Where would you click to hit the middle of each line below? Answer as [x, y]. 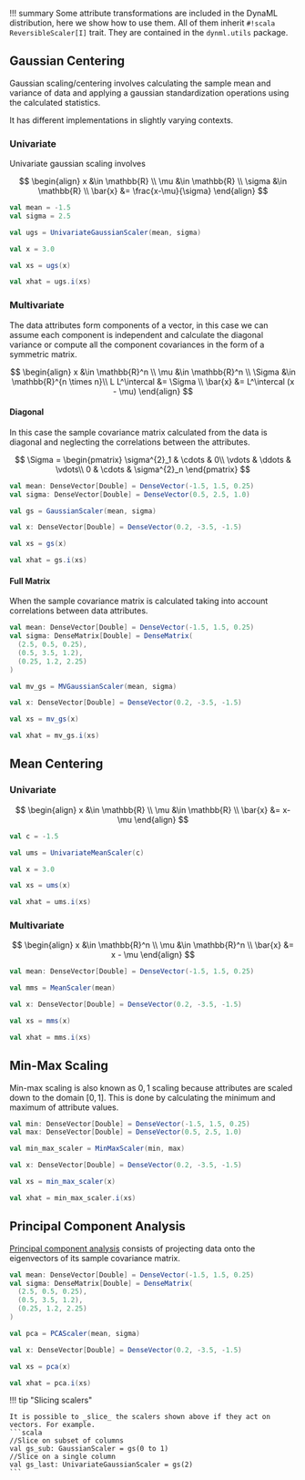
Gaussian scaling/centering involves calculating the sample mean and [140, 83]
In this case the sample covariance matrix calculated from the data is [138, 432]
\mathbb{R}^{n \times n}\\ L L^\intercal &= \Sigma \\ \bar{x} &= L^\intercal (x [153, 381]
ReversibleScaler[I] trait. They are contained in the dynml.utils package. [149, 32]
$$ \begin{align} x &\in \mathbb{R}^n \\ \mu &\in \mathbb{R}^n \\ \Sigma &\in [153, 372]
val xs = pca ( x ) [40, 1366]
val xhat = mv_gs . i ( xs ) [55, 736]
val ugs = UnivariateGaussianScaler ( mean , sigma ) [106, 232]
